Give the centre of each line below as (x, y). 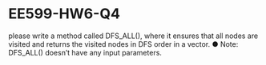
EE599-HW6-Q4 (64, 14)
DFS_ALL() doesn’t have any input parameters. (85, 52)
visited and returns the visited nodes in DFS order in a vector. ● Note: (123, 44)
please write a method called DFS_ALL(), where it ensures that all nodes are (133, 36)
